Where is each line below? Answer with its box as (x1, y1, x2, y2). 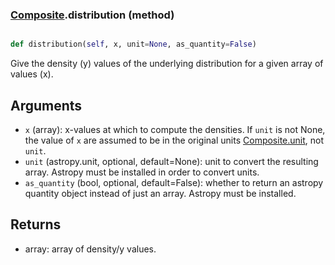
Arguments (10, 97, 83, 114)
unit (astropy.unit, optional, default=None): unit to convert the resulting (24, 155, 319, 167)
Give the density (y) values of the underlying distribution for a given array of (10, 58, 324, 70)
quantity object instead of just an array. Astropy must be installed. (24, 187, 297, 199)
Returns (10, 216, 62, 233)
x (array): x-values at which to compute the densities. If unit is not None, (24, 123, 326, 135)
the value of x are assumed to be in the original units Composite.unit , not (24, 134, 325, 146)
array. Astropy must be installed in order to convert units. (24, 166, 260, 178)
